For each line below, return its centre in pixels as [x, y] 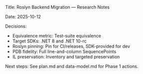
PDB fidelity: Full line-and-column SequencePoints [64, 52]
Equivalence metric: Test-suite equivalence [57, 36]
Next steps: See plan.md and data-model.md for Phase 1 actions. [72, 66]
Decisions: [16, 26]
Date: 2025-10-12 [23, 17]
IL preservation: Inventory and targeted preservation [66, 57]
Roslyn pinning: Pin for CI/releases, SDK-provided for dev [71, 46]
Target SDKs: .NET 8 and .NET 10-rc [50, 41]
